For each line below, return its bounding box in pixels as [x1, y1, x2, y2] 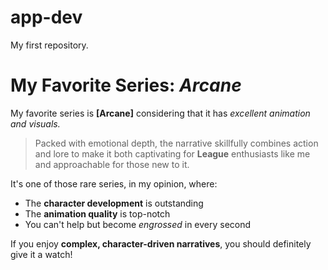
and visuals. [10, 117, 61, 130]
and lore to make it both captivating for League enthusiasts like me [34, 147, 311, 160]
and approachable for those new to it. [34, 158, 190, 170]
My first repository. [10, 39, 89, 51]
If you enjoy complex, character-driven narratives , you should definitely [10, 237, 312, 250]
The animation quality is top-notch [24, 207, 171, 220]
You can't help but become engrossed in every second [24, 218, 252, 230]
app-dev [10, 6, 83, 29]
